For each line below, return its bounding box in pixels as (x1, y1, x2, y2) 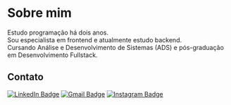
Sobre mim (7, 5, 72, 21)
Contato (7, 71, 44, 83)
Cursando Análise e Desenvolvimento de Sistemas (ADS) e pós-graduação (7, 43, 224, 51)
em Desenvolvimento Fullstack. (7, 51, 98, 59)
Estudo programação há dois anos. (7, 28, 109, 37)
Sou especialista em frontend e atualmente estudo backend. (7, 35, 182, 44)
